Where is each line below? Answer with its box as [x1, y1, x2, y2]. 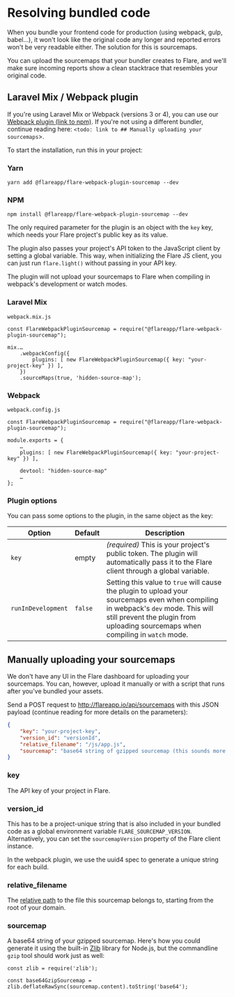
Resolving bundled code [7, 5, 151, 21]
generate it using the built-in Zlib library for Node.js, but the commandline [7, 944, 218, 952]
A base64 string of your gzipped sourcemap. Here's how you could [7, 937, 201, 945]
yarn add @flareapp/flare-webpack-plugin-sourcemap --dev [7, 179, 179, 186]
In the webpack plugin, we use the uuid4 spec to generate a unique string [7, 855, 219, 864]
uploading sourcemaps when [106, 621, 202, 631]
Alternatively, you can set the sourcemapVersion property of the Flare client [7, 834, 221, 843]
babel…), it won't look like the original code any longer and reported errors [7, 35, 221, 43]
